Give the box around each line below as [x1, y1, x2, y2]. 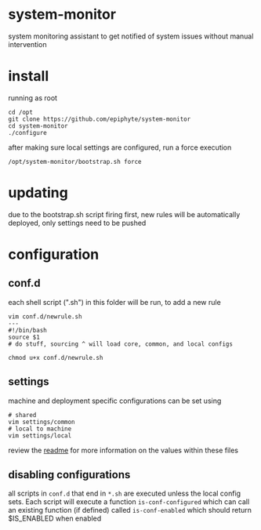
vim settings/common [8, 418, 76, 426]
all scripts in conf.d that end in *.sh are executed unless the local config [8, 488, 241, 499]
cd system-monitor [8, 122, 68, 130]
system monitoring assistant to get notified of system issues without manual [8, 31, 254, 41]
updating [8, 184, 68, 201]
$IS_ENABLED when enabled [8, 514, 102, 523]
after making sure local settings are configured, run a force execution [8, 143, 232, 152]
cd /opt [8, 108, 34, 116]
